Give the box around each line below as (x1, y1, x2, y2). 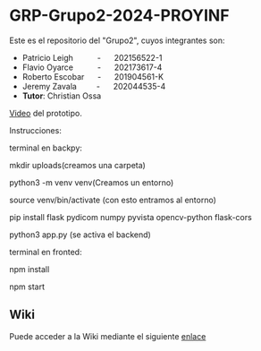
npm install (9, 263, 50, 274)
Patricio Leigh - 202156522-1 (21, 52, 163, 63)
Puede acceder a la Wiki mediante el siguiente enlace (9, 330, 206, 341)
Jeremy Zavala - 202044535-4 (21, 81, 166, 91)
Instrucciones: (9, 124, 63, 135)
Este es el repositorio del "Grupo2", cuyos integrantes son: (9, 35, 225, 46)
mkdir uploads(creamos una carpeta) (9, 159, 146, 170)
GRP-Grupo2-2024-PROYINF (9, 5, 230, 26)
